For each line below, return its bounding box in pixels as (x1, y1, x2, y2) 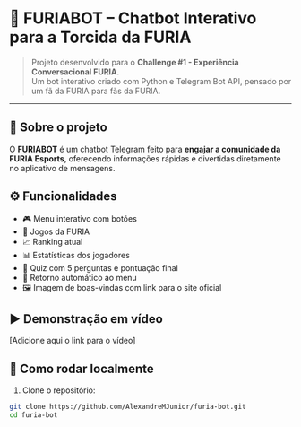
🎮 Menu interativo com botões (21, 213, 137, 223)
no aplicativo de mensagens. (9, 162, 116, 173)
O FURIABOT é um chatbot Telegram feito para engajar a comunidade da (9, 144, 281, 154)
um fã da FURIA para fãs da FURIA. (30, 85, 161, 96)
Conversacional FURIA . (30, 66, 120, 77)
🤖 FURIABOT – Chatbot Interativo (9, 8, 257, 29)
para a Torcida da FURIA (9, 27, 192, 48)
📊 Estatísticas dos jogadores (21, 249, 130, 260)
